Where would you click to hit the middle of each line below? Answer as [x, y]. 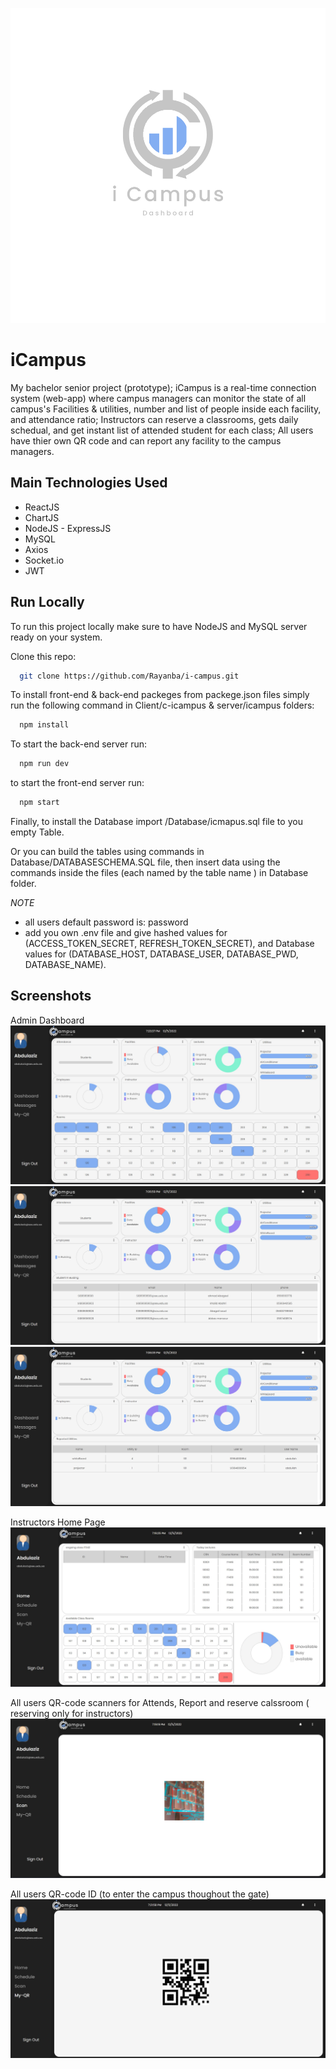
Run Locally [47, 602]
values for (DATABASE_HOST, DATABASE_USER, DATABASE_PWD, [161, 954]
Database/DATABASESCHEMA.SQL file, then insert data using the [145, 862]
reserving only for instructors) [72, 1713]
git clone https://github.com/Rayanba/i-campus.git [129, 676]
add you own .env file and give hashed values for [126, 933]
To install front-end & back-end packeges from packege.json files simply [160, 695]
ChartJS [42, 517]
